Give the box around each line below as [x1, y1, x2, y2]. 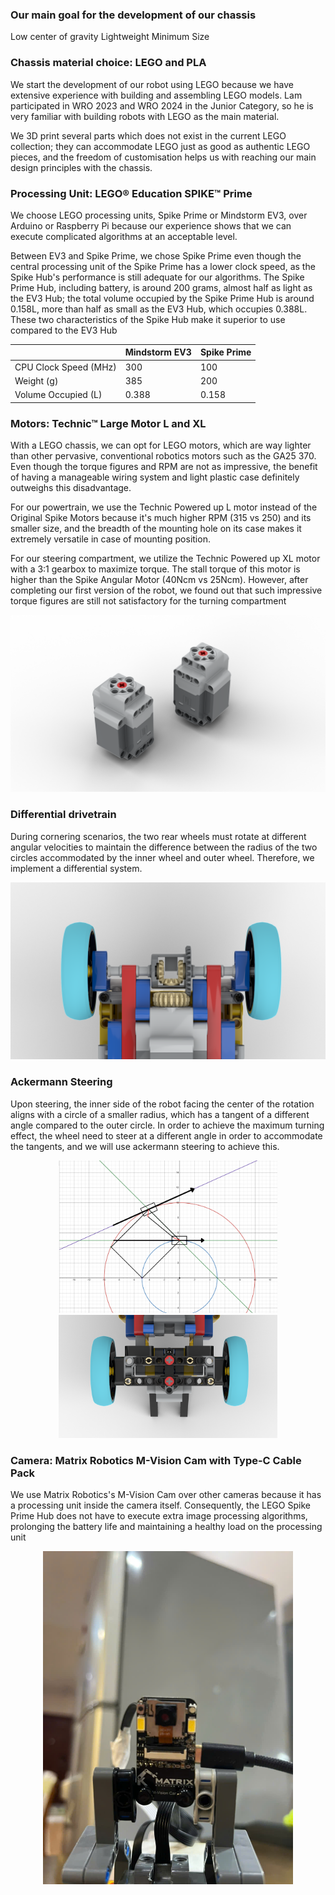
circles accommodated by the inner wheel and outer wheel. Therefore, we [10, 851, 315, 863]
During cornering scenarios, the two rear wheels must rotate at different [10, 830, 307, 842]
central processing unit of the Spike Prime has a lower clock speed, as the [10, 260, 316, 272]
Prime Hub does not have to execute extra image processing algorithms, [10, 1510, 308, 1522]
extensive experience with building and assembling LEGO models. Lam [10, 89, 303, 101]
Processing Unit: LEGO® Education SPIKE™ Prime [10, 186, 253, 200]
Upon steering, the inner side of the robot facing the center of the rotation [10, 1098, 315, 1110]
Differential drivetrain [10, 808, 117, 822]
